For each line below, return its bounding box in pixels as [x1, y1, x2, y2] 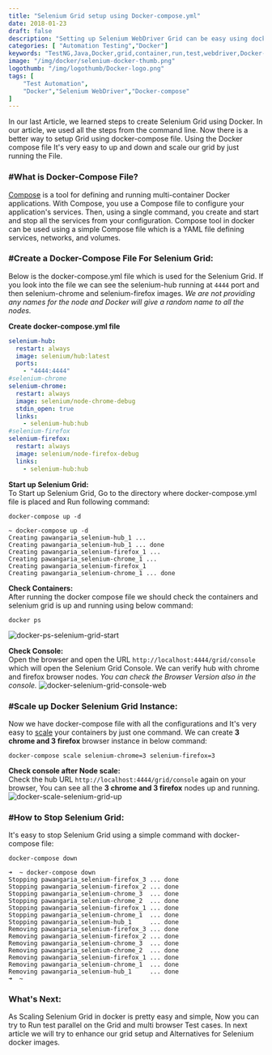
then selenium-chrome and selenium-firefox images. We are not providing [8, 288, 256, 298]
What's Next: [8, 994, 62, 1005]
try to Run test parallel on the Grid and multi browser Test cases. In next [8, 1020, 249, 1030]
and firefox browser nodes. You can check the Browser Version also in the [8, 672, 257, 681]
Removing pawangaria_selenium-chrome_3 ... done [8, 939, 180, 947]
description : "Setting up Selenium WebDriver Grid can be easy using [8, 34, 249, 43]
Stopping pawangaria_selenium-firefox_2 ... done [8, 883, 180, 891]
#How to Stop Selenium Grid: [8, 811, 125, 823]
